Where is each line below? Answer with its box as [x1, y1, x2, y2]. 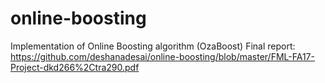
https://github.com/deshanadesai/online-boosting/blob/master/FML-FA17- [10, 50, 315, 62]
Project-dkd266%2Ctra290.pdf [10, 61, 140, 73]
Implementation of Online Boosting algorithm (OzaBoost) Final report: [10, 40, 296, 52]
